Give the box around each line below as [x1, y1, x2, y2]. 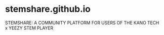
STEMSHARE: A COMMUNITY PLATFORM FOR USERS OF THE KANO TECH [5, 20, 160, 26]
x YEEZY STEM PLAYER [5, 25, 53, 31]
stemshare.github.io [5, 3, 91, 15]
